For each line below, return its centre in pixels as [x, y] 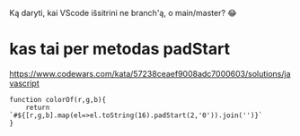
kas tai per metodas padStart [120, 49]
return [38, 107]
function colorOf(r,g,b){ [57, 99]
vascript [24, 83]
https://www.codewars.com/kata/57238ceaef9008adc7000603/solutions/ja [150, 73]
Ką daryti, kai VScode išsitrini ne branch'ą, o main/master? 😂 [123, 13]
